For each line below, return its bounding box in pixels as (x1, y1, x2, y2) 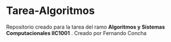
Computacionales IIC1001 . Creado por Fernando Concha (6, 29, 147, 36)
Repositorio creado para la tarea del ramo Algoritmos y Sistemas (6, 23, 165, 30)
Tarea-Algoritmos (6, 4, 96, 17)
